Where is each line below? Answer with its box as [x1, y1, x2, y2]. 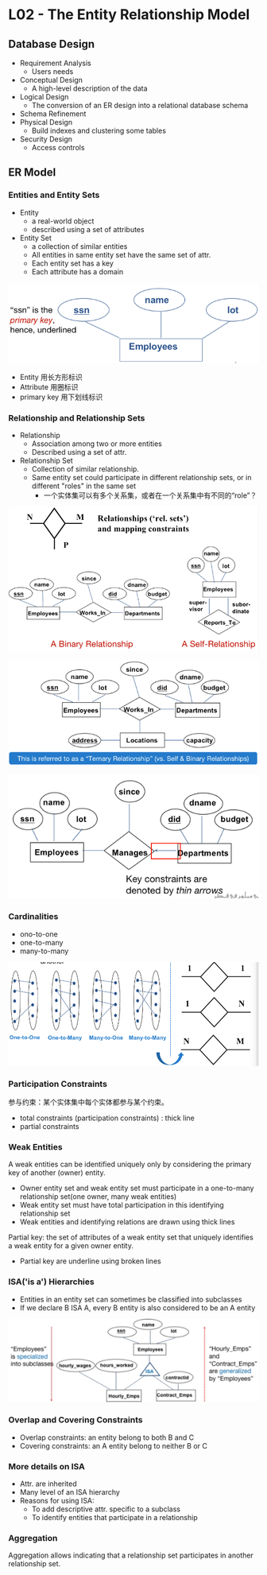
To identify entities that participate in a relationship [31, 1512, 198, 1522]
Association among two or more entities [31, 439, 163, 448]
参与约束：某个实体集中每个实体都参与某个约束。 [8, 1097, 168, 1107]
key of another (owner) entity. [8, 1168, 106, 1177]
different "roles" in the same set [31, 481, 137, 491]
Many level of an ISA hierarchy [19, 1487, 121, 1496]
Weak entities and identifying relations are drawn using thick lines [19, 1217, 235, 1227]
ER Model [8, 165, 56, 180]
